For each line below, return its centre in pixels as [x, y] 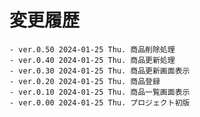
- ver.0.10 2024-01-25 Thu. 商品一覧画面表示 [100, 92]
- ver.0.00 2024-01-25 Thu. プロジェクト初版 [100, 102]
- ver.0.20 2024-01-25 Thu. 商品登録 [85, 81]
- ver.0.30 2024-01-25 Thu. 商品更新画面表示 [100, 71]
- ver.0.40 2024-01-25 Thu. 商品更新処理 [92, 60]
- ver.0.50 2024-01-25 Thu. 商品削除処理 [92, 49]
